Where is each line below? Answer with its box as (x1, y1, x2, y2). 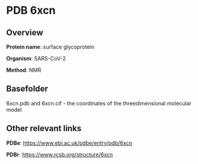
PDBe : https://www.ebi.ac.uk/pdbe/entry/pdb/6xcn (6, 139, 133, 147)
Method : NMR (6, 66, 41, 74)
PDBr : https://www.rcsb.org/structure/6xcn (6, 151, 113, 158)
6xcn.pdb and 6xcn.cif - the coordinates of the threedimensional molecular (6, 99, 192, 107)
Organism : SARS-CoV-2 (6, 55, 66, 62)
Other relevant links (6, 123, 82, 133)
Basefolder (6, 84, 49, 94)
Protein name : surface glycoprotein (6, 43, 95, 50)
